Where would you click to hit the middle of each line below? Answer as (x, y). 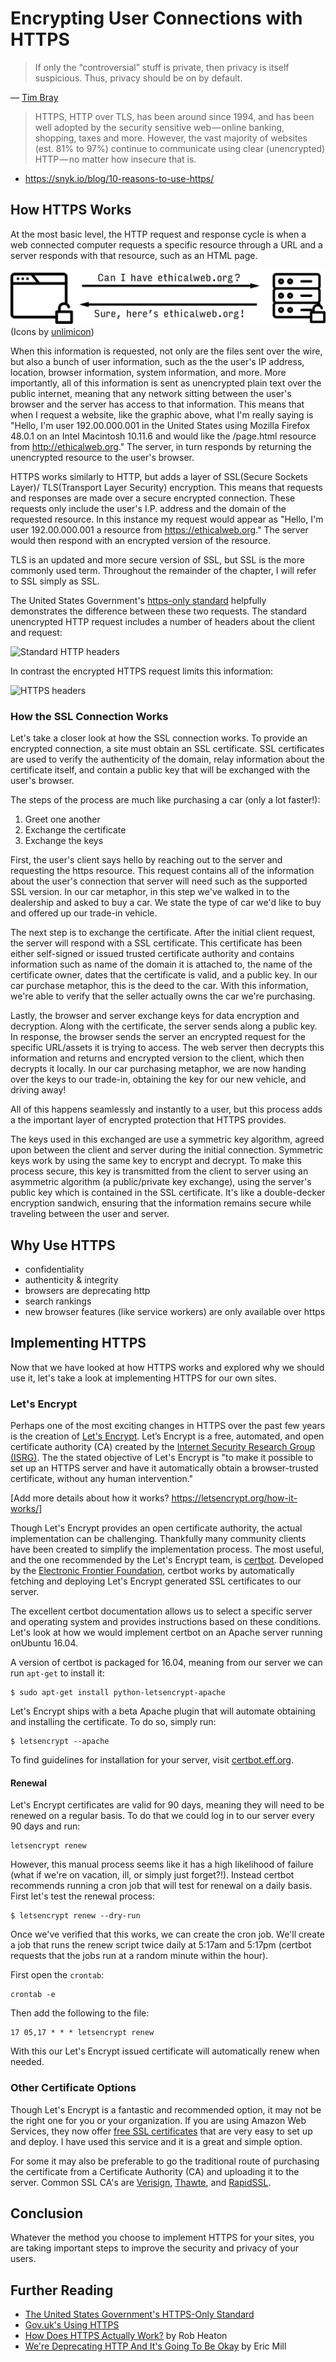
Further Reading (62, 2290)
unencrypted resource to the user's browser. (102, 457)
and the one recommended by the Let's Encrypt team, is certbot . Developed (167, 1560)
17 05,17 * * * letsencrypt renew (82, 2033)
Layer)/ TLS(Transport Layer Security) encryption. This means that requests (166, 487)
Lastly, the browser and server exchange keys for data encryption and (155, 1016)
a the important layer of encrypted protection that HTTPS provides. (148, 1120)
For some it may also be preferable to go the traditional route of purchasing (165, 2161)
